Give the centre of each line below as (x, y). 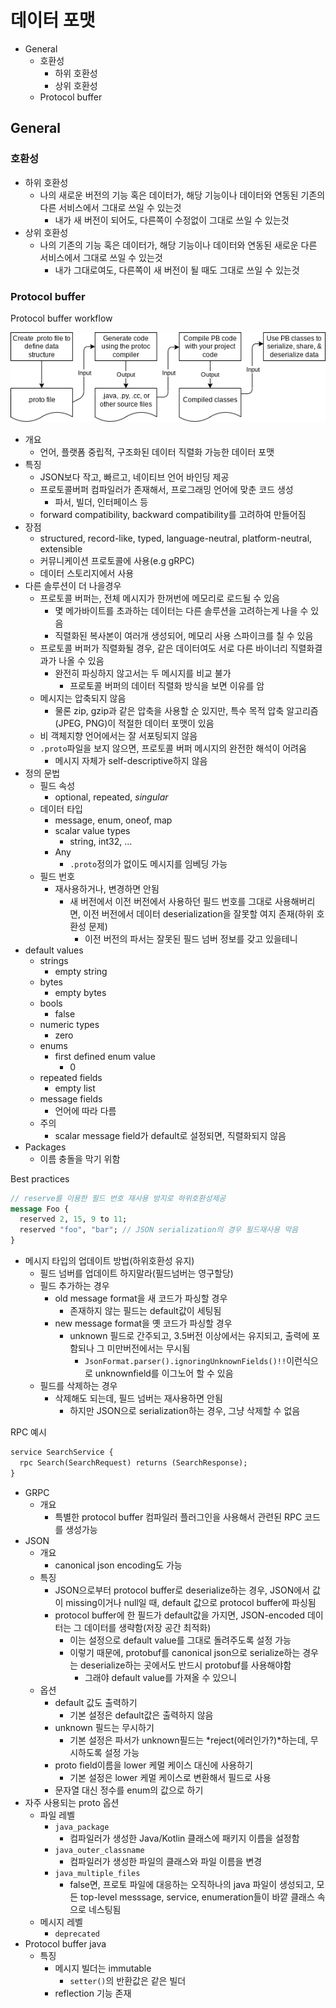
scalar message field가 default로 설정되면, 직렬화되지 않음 (170, 1135)
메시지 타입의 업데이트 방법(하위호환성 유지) (109, 1261)
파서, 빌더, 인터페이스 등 (101, 502)
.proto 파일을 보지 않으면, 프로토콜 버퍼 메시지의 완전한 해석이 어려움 (173, 748)
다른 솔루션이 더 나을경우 (73, 585)
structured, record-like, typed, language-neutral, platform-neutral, (176, 538)
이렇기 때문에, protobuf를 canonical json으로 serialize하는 (185, 1652)
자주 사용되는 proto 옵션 (72, 1802)
